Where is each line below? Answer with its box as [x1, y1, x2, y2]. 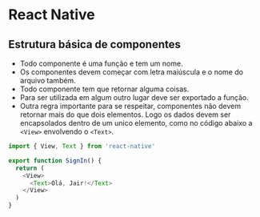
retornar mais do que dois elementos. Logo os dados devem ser [19, 110, 231, 119]
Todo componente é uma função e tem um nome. [19, 58, 183, 68]
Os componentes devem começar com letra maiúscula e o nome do [19, 67, 244, 77]
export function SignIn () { [8, 156, 102, 165]
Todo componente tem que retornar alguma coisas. [19, 84, 190, 94]
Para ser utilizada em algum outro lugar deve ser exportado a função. [19, 93, 250, 102]
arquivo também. [19, 76, 76, 85]
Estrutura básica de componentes [8, 38, 182, 51]
